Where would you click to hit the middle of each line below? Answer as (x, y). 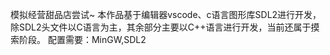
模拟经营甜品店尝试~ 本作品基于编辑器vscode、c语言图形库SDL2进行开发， (166, 14)
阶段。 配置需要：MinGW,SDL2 (82, 39)
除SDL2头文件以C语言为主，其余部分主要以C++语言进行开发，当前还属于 (161, 27)
